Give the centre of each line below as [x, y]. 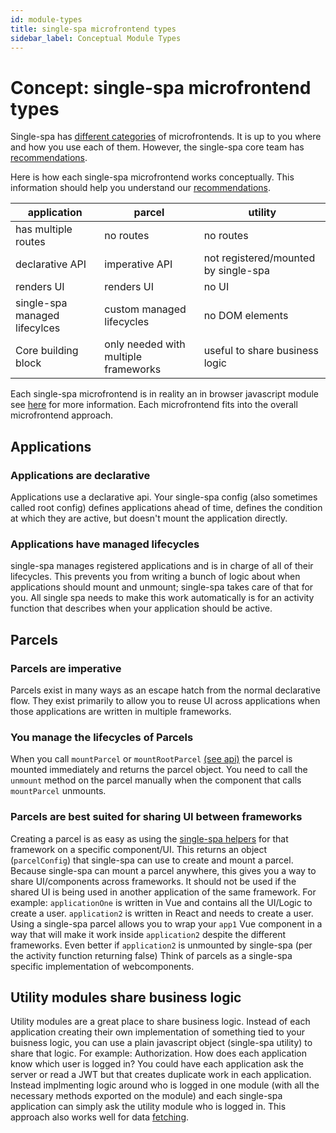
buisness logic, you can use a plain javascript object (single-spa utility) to [161, 1043]
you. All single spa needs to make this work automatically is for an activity [162, 598]
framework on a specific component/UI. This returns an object [139, 849]
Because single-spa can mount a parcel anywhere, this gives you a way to [163, 870]
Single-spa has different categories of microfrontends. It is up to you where [166, 137]
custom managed [145, 309]
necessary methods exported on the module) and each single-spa [146, 1096]
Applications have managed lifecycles [105, 544]
